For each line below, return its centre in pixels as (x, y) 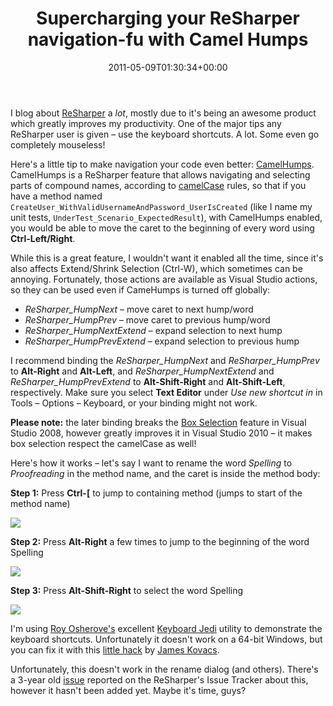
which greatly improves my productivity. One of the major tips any (146, 123)
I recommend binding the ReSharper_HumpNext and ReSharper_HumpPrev (165, 360)
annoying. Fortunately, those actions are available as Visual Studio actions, (164, 279)
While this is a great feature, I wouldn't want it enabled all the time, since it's (167, 258)
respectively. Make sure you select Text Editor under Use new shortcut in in (166, 392)
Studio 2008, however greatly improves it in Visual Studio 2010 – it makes (161, 433)
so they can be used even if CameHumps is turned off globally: (140, 289)
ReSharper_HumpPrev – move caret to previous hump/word (147, 319)
